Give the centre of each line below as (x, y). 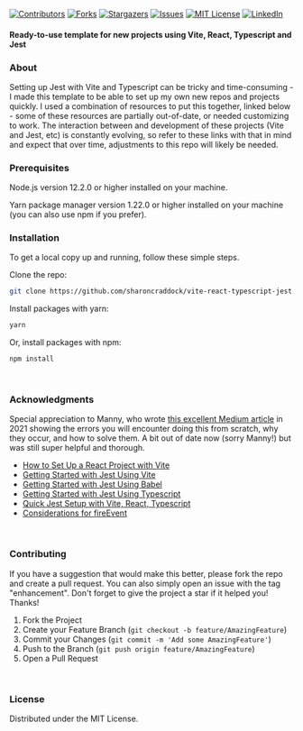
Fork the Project (52, 620)
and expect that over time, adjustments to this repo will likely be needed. (144, 144)
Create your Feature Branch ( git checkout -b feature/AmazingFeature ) (155, 629)
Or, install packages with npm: (65, 343)
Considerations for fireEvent (75, 513)
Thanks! (24, 602)
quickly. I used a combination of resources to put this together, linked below (150, 106)
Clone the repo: (38, 275)
